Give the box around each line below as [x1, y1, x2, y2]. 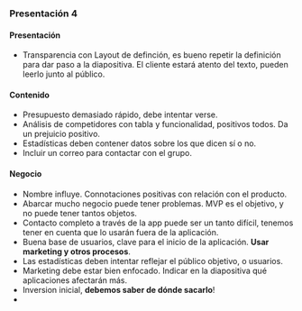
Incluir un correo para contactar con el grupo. [22, 148, 192, 159]
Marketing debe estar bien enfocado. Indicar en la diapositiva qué [22, 265, 268, 276]
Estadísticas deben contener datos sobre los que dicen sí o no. [22, 138, 257, 149]
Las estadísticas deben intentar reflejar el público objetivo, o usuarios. [22, 255, 284, 266]
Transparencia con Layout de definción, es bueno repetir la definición [22, 50, 281, 60]
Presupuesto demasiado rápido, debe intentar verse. [22, 109, 218, 120]
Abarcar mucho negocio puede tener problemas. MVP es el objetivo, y [22, 197, 284, 209]
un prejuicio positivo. [22, 129, 101, 140]
